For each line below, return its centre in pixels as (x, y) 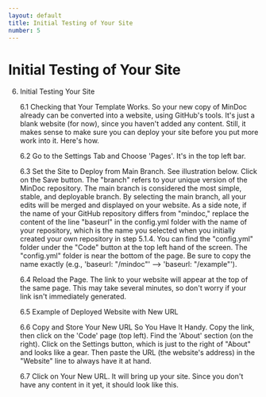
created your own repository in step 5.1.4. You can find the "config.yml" (137, 239)
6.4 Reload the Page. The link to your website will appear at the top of (134, 279)
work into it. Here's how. (59, 141)
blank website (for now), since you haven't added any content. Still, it (133, 124)
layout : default (35, 15)
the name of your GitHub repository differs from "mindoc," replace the (134, 214)
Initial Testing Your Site (57, 91)
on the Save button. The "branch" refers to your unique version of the (133, 180)
